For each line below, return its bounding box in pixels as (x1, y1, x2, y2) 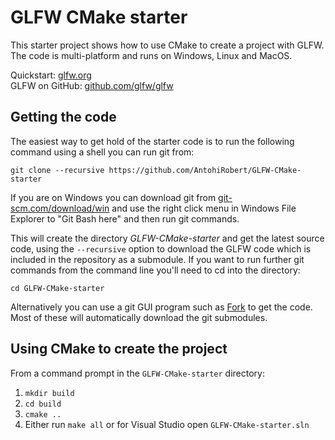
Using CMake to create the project (10, 341, 228, 358)
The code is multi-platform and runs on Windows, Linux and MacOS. (10, 49, 293, 61)
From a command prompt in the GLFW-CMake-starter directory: (10, 367, 265, 379)
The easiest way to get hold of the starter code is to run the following (10, 135, 295, 147)
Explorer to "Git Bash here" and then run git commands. (10, 212, 240, 225)
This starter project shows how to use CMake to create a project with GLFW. (10, 39, 325, 51)
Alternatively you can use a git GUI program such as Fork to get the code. (10, 301, 313, 313)
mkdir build (24, 388, 75, 398)
